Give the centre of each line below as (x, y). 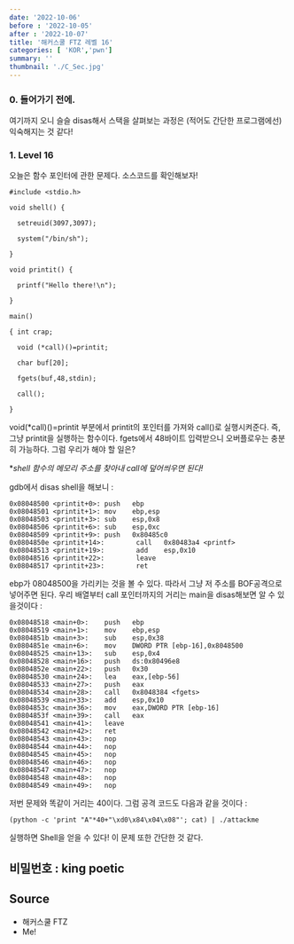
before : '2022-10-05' (51, 26)
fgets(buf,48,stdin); (57, 379)
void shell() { (37, 208)
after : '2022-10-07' (49, 34)
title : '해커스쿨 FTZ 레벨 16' (61, 42)
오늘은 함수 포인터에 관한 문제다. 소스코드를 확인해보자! (104, 176)
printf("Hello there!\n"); (67, 286)
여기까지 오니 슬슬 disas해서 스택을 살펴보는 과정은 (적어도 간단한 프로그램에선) (146, 121)
